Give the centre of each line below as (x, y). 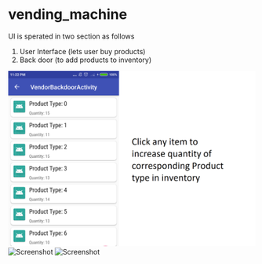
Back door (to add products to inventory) (86, 60)
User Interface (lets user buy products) (82, 51)
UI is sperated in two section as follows (71, 36)
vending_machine (68, 15)
